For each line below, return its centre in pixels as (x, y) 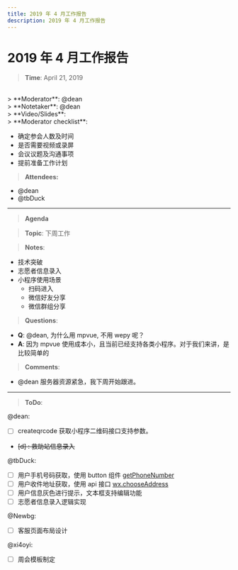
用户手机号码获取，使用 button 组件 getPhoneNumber (96, 475)
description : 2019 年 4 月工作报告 (57, 21)
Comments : (42, 367)
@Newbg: (22, 515)
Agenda (36, 219)
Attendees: (41, 177)
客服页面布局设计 (42, 530)
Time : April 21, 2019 (54, 78)
